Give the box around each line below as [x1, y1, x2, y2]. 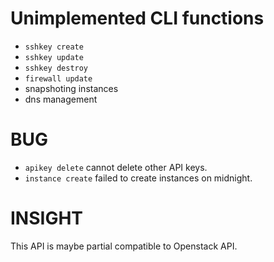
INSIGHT [10, 207, 84, 230]
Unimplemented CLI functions [10, 7, 265, 30]
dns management [24, 93, 98, 105]
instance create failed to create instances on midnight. [24, 172, 253, 184]
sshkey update [24, 52, 84, 62]
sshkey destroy [24, 63, 89, 73]
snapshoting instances [24, 82, 119, 94]
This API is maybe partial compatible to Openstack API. [10, 240, 238, 252]
